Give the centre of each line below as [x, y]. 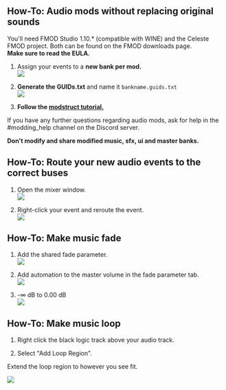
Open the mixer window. [52, 190]
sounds [23, 22]
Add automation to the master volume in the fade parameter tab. [108, 275]
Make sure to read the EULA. [49, 53]
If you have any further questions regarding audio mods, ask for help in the [113, 120]
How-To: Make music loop [64, 323]
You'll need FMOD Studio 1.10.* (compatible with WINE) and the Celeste [108, 38]
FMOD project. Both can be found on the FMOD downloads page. [100, 46]
